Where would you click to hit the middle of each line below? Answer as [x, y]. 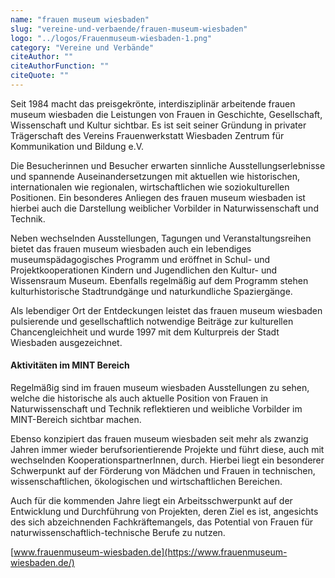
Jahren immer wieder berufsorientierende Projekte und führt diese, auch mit [167, 450]
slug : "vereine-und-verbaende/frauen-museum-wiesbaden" [129, 29]
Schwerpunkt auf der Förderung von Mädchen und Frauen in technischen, [163, 471]
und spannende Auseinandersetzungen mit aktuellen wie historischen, [155, 176]
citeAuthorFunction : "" [60, 66]
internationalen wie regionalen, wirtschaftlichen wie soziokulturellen [150, 187]
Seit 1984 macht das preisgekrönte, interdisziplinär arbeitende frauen [153, 103]
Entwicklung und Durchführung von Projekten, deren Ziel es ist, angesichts [164, 512]
